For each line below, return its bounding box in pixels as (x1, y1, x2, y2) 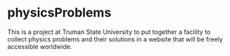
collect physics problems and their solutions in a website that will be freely (7, 35, 223, 43)
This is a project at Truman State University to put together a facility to (7, 28, 211, 36)
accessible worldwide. (7, 42, 72, 50)
